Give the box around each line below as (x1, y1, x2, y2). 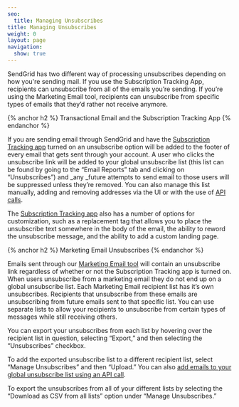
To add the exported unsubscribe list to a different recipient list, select (7, 355, 213, 364)
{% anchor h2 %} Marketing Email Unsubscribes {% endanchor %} (7, 245, 204, 254)
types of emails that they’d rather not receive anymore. (7, 100, 169, 108)
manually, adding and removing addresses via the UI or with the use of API (7, 188, 226, 196)
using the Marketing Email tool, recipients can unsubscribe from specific (7, 92, 220, 100)
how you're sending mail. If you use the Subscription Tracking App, (7, 77, 204, 85)
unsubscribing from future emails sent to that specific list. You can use (7, 297, 215, 306)
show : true (14, 51, 46, 58)
